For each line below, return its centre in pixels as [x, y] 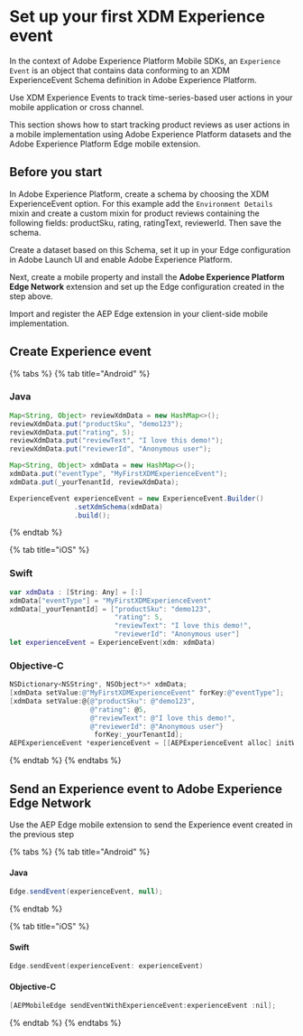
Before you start [56, 172]
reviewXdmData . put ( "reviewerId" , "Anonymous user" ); [110, 449]
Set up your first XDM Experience [138, 17]
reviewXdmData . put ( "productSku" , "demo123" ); [96, 424]
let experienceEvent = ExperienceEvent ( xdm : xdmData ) [113, 643]
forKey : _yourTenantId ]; [138, 735]
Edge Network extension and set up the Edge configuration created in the [147, 286]
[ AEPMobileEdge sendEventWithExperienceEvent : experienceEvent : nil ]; [143, 1006]
